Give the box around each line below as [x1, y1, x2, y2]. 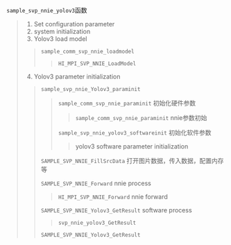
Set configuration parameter [33, 20, 115, 28]
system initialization [33, 27, 91, 35]
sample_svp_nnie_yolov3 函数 [6, 6, 87, 14]
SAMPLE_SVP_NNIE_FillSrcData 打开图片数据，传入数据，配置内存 [40, 157, 224, 164]
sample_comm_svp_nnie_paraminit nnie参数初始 [75, 114, 207, 121]
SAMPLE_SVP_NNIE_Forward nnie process [40, 179, 152, 187]
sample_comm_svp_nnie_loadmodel [40, 48, 135, 55]
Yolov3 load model [33, 35, 87, 43]
